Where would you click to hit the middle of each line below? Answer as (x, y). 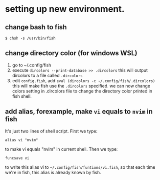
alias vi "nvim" (22, 140)
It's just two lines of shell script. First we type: (51, 131)
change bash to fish (36, 27)
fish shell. (22, 96)
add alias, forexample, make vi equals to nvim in (79, 112)
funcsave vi (17, 158)
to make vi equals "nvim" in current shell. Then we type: (62, 149)
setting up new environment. (65, 9)
